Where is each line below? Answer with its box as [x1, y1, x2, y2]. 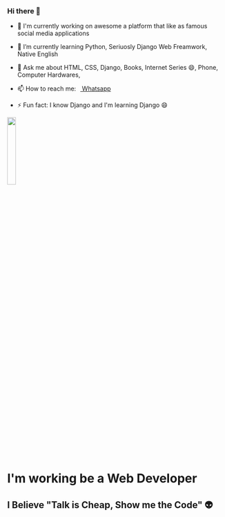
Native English [17, 50, 59, 58]
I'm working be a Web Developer [7, 471, 197, 487]
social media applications [17, 29, 90, 37]
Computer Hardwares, [17, 70, 81, 79]
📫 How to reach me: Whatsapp [17, 84, 112, 93]
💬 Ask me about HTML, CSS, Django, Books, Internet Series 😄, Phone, [17, 64, 219, 72]
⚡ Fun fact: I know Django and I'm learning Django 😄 [17, 101, 168, 109]
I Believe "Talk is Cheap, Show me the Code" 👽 [7, 499, 213, 511]
